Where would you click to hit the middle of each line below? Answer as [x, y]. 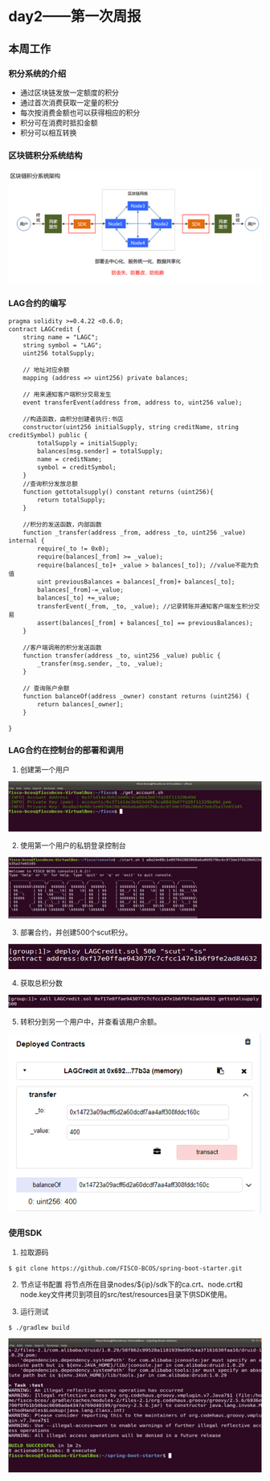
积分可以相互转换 [48, 133]
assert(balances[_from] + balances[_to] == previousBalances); [145, 624]
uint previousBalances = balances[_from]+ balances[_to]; [136, 582]
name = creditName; [70, 460]
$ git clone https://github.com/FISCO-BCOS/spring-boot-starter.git [125, 1268]
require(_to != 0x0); [74, 549]
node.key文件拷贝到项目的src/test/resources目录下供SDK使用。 [125, 1294]
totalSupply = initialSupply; [88, 444]
